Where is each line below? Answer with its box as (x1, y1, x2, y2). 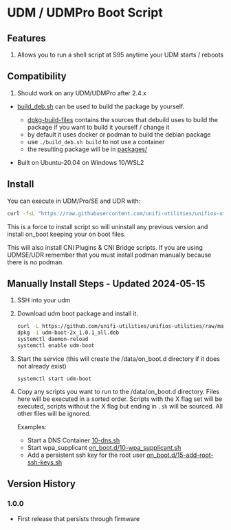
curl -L (16, 323, 39, 330)
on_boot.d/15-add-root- (146, 451, 214, 459)
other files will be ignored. (16, 409, 91, 418)
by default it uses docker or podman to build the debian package (27, 130, 211, 139)
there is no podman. (7, 257, 64, 266)
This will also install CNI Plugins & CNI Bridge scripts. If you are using (7, 243, 203, 251)
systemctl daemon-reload (16, 336, 89, 343)
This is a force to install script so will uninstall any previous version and (7, 222, 208, 230)
